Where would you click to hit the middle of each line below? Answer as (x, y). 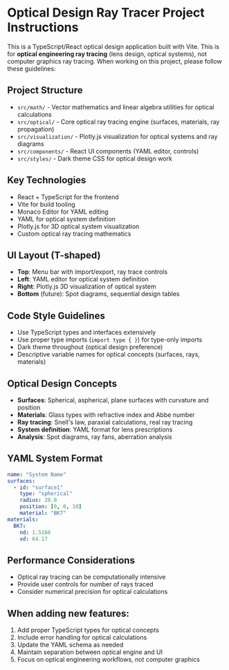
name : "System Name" (37, 474)
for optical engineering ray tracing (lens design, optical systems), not (107, 54)
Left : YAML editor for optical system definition (83, 279)
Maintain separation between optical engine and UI (90, 652)
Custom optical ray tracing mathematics (74, 234)
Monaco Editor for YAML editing (63, 212)
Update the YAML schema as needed (70, 645)
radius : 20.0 (38, 500)
